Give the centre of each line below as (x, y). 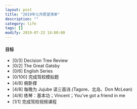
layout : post (19, 10)
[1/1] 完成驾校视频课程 (34, 102)
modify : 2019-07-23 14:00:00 (35, 33)
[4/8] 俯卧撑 (24, 83)
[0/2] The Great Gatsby (36, 66)
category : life (21, 24)
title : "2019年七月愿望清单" (33, 14)
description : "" (22, 19)
